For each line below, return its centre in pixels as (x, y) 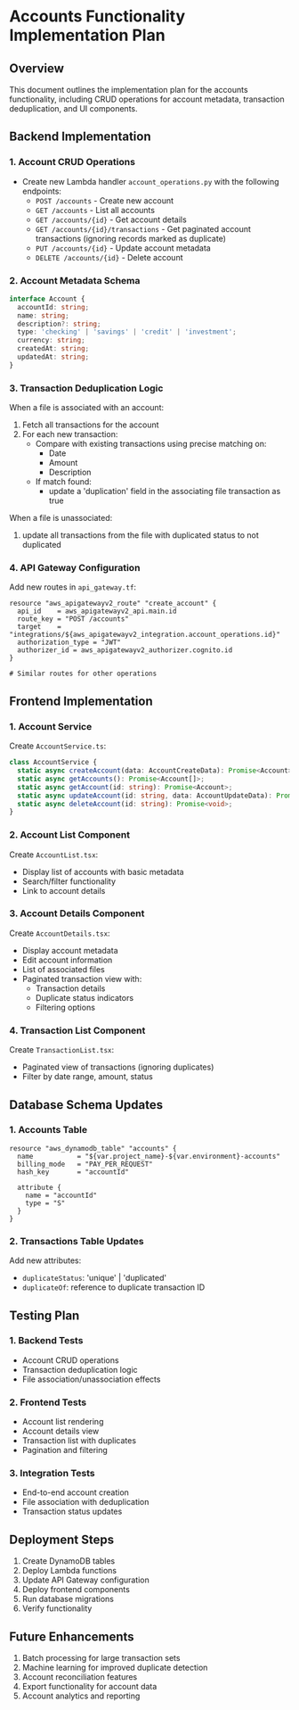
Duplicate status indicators (85, 997)
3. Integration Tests (52, 1474)
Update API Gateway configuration (85, 1580)
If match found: (63, 482)
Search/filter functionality (69, 881)
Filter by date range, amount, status (87, 1077)
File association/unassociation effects (91, 1379)
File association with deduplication (85, 1502)
